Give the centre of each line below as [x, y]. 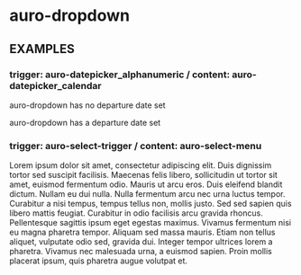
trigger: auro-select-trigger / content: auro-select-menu [136, 146]
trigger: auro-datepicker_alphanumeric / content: [120, 75]
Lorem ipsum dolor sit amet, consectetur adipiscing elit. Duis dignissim [141, 165]
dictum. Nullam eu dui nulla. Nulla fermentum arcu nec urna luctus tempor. [147, 194]
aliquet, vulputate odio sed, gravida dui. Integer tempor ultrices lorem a [141, 242]
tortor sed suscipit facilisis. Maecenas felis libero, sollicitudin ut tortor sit [143, 175]
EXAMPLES [42, 49]
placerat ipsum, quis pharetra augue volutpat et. [98, 261]
